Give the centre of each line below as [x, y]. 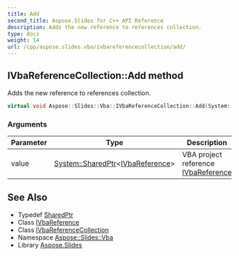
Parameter [29, 142]
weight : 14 [23, 41]
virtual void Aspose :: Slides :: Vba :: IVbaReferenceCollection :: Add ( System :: [121, 106]
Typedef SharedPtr [46, 215]
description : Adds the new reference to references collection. [105, 27]
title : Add [23, 14]
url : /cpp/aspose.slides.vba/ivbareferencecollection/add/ [97, 47]
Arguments [27, 124]
